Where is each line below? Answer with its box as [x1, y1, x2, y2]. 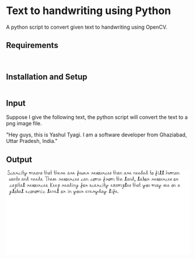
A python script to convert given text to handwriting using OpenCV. [6, 23, 168, 30]
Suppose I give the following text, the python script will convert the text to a [6, 114, 188, 121]
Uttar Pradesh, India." [6, 138, 58, 145]
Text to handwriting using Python [6, 4, 171, 18]
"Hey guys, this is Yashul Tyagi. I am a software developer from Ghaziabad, [6, 131, 187, 138]
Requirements [6, 40, 58, 50]
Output [6, 154, 32, 165]
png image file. [6, 120, 42, 127]
